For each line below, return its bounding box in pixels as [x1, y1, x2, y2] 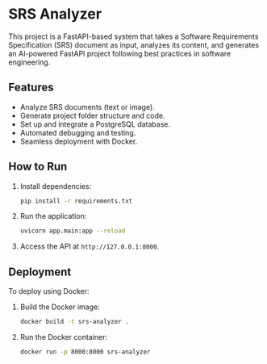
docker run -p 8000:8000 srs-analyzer [19, 348, 151, 356]
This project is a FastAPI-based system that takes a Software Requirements [8, 31, 259, 41]
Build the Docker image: [19, 302, 101, 312]
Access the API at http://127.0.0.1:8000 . [19, 241, 160, 251]
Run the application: [19, 211, 87, 221]
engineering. [8, 57, 51, 67]
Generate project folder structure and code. [19, 111, 165, 120]
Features [8, 81, 54, 94]
